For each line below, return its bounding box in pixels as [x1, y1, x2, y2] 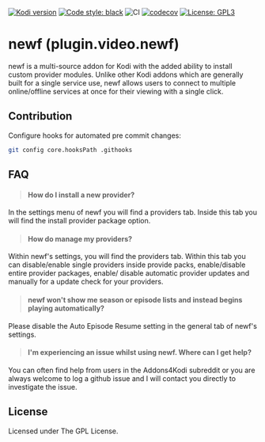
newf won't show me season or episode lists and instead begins [27, 295, 243, 305]
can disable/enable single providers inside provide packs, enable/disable [8, 260, 246, 269]
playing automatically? [27, 303, 105, 313]
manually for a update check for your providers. [8, 277, 164, 287]
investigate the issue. [8, 382, 78, 391]
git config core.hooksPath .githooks [8, 146, 133, 154]
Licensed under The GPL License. [8, 426, 119, 436]
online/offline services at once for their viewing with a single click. [8, 86, 224, 96]
